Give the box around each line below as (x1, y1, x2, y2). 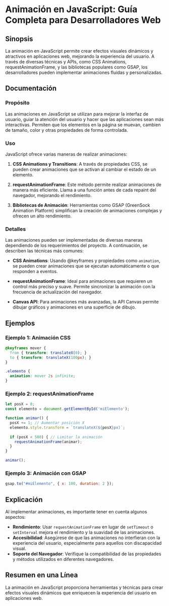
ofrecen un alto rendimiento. (12, 213, 72, 219)
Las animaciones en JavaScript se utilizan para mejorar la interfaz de (5, 110, 149, 117)
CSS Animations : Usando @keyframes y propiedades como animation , (12, 257, 160, 264)
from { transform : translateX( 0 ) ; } (10, 350, 87, 355)
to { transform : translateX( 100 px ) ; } (10, 355, 92, 360)
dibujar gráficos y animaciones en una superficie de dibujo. (12, 304, 136, 310)
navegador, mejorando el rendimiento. (12, 192, 92, 198)
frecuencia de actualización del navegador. (12, 289, 102, 295)
